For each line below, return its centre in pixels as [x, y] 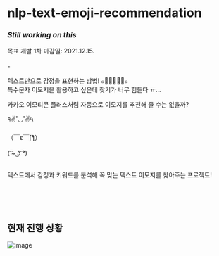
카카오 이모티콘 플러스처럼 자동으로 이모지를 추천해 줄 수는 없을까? [98, 105]
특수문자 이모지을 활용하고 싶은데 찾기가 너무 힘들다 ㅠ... [84, 90]
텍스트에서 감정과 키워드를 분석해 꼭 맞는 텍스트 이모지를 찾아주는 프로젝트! [110, 175]
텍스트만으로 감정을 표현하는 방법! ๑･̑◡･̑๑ [68, 81]
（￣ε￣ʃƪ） [24, 138]
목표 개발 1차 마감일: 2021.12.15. [51, 51]
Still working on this [42, 35]
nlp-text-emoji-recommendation [105, 13]
